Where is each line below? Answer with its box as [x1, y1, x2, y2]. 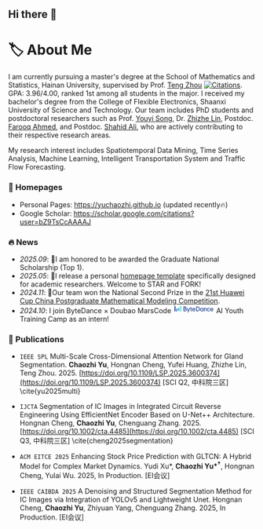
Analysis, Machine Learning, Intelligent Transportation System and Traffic [8, 154, 246, 163]
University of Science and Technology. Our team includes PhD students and [8, 105, 254, 115]
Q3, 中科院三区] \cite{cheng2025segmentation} [19, 436, 174, 445]
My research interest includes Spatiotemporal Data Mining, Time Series [8, 146, 239, 155]
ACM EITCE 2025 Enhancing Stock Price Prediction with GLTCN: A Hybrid [19, 451, 252, 461]
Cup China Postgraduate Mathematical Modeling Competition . [19, 296, 221, 305]
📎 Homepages [8, 182, 63, 193]
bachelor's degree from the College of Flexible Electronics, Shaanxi [8, 97, 226, 107]
